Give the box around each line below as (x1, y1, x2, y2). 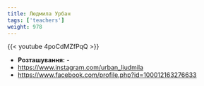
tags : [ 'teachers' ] (7, 17, 65, 24)
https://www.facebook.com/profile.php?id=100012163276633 (17, 71, 197, 79)
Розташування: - (17, 56, 70, 64)
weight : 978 (7, 23, 42, 30)
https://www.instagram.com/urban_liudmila (17, 64, 143, 72)
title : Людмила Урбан (7, 10, 71, 17)
